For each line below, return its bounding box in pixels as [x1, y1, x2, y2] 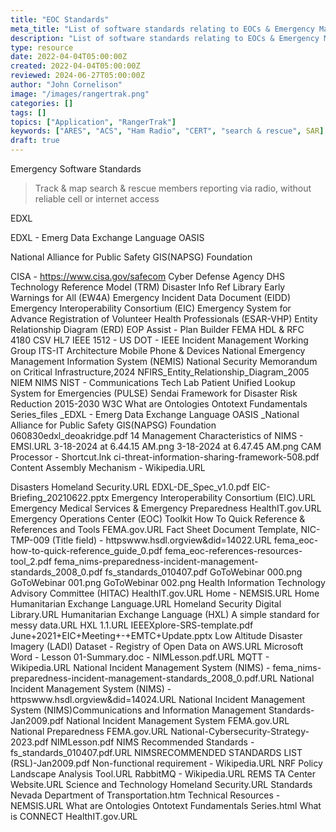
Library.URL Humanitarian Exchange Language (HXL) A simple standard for [10, 609, 320, 620]
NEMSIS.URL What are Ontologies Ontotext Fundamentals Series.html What [10, 800, 322, 811]
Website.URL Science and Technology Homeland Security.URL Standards [10, 779, 313, 790]
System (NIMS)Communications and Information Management [10, 704, 267, 716]
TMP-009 [10, 534, 50, 546]
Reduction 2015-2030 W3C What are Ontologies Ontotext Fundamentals [10, 398, 308, 410]
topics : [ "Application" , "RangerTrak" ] [10, 117, 177, 127]
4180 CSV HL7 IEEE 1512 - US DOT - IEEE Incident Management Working [10, 334, 309, 346]
